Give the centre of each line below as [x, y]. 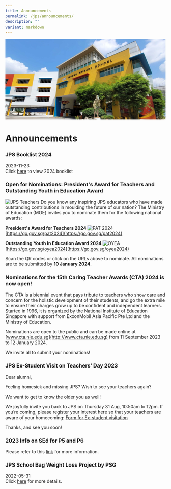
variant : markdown [25, 27]
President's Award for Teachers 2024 [46, 228]
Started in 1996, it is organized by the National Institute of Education [76, 311]
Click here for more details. [34, 481]
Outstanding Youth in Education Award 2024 [53, 243]
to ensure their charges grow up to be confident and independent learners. [84, 306]
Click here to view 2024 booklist [39, 171]
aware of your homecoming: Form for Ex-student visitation [67, 417]
